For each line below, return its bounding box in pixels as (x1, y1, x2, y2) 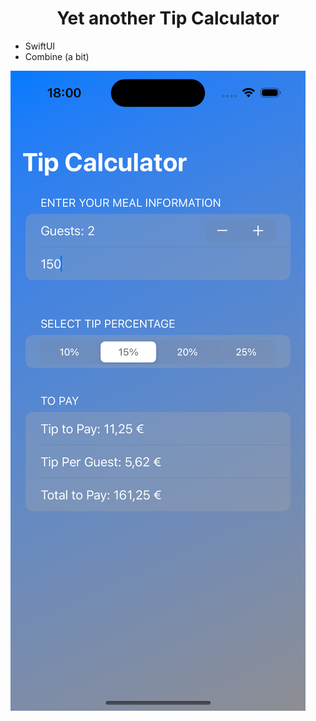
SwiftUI (24, 40, 56, 52)
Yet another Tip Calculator (56, 7, 280, 30)
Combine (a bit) (24, 50, 90, 62)
